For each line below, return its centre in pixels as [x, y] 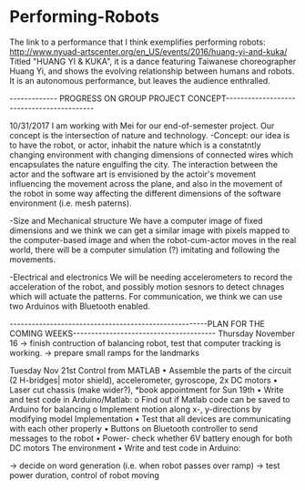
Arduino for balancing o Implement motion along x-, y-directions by [136, 409]
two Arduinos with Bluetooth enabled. [80, 306]
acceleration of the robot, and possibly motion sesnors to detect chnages [147, 286]
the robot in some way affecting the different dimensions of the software [145, 193]
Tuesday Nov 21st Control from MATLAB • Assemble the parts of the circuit [151, 370]
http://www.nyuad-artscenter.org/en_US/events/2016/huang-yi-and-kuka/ [148, 51]
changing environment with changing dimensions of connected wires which [152, 154]
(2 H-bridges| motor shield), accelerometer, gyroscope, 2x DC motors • [144, 380]
